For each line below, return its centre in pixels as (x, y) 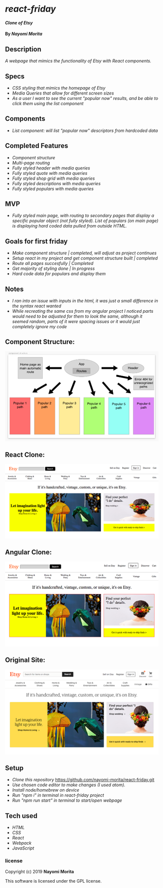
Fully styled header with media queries (51, 168)
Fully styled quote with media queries (50, 173)
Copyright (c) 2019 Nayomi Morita (40, 871)
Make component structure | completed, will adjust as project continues (84, 253)
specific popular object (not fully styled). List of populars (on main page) (85, 221)
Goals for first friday (36, 241)
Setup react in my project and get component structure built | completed (85, 258)
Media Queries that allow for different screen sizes (63, 93)
